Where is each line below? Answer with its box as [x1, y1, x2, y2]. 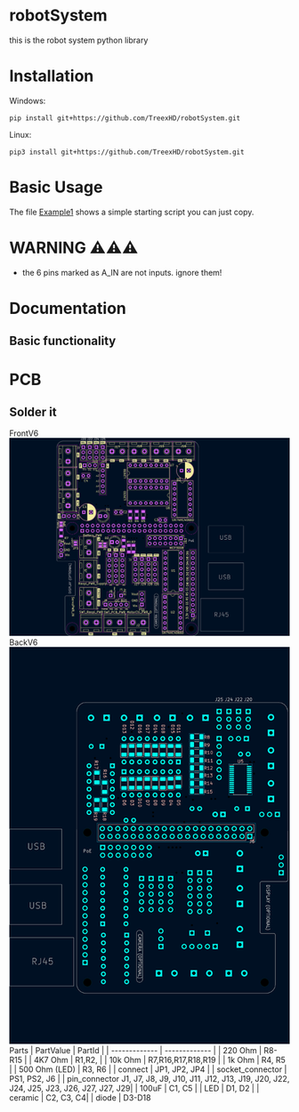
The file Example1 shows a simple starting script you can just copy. [9, 206, 255, 217]
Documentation [9, 298, 127, 318]
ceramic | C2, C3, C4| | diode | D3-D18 [9, 1092, 151, 1103]
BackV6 [9, 637, 38, 648]
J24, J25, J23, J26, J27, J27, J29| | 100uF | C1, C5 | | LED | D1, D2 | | [9, 1083, 260, 1093]
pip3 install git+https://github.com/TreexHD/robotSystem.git [9, 148, 245, 157]
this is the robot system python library [9, 35, 149, 45]
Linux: [9, 129, 32, 140]
